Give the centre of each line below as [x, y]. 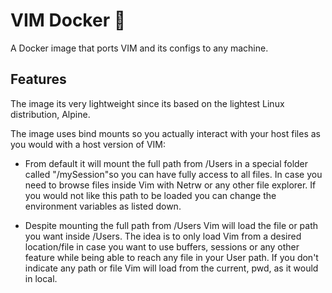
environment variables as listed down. [103, 206]
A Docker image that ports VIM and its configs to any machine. [139, 48]
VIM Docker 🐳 [68, 20]
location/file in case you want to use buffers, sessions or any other [162, 246]
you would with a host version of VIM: [88, 144]
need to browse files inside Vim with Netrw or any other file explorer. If [170, 185]
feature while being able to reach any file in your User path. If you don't [171, 257]
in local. [41, 278]
